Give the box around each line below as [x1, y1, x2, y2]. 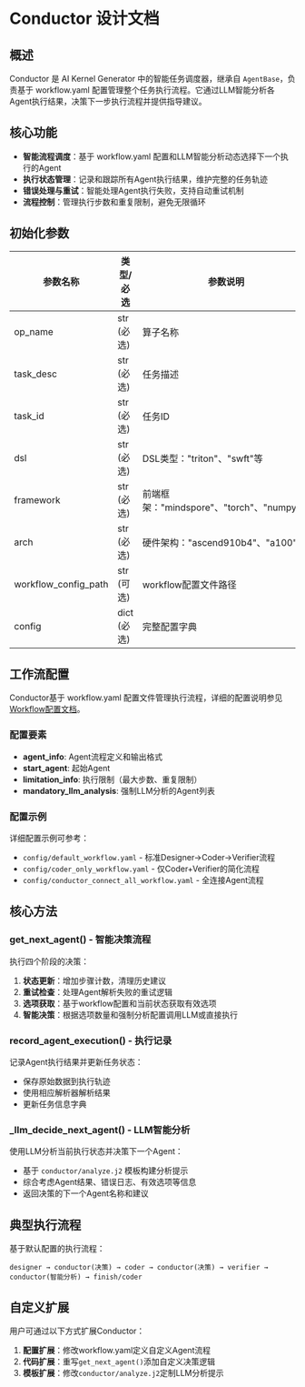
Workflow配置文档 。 [9, 704, 85, 715]
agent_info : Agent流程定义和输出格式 [22, 751, 163, 762]
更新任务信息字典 [22, 1099, 87, 1110]
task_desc [14, 367, 57, 380]
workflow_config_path [14, 578, 109, 590]
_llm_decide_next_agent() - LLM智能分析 [9, 1123, 191, 1136]
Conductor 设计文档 [9, 8, 161, 29]
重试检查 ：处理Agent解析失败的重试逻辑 [22, 986, 173, 997]
